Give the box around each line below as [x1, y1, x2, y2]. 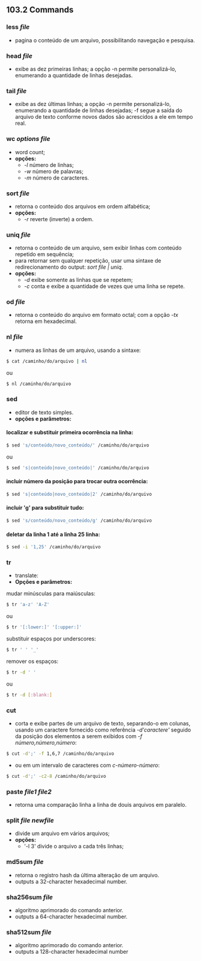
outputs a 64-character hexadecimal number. [14, 913, 128, 920]
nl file [6, 333, 23, 341]
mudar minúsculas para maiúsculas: [6, 590, 96, 597]
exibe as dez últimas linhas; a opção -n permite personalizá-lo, [14, 101, 172, 108]
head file [6, 51, 33, 60]
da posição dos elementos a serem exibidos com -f [14, 732, 143, 740]
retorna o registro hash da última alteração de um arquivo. [14, 871, 159, 878]
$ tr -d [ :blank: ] [6, 692, 52, 698]
